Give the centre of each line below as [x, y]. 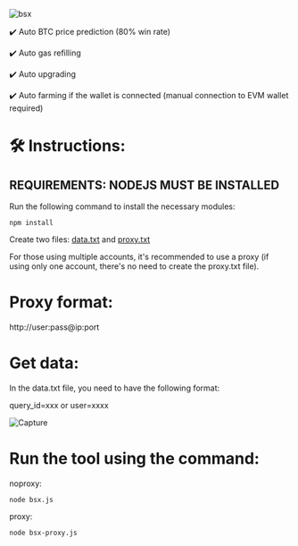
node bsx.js [31, 500]
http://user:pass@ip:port [54, 327]
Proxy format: [61, 302]
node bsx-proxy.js [43, 533]
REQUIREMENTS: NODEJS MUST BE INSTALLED [144, 185]
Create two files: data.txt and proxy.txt [80, 239]
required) [26, 108]
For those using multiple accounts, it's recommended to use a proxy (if [139, 256]
